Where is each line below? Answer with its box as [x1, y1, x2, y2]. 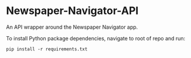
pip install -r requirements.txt [6, 46, 88, 52]
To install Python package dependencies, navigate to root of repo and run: [6, 35, 186, 42]
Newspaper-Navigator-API [6, 4, 139, 18]
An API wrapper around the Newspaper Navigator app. [6, 23, 138, 30]
